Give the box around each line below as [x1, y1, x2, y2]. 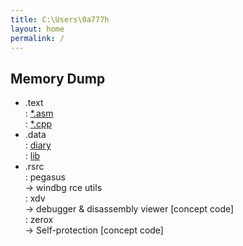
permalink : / [10, 33, 65, 43]
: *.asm [24, 107, 54, 120]
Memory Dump [10, 70, 106, 87]
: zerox [24, 214, 54, 226]
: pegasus [24, 171, 67, 183]
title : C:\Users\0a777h [10, 14, 110, 25]
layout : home [10, 24, 65, 34]
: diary [24, 139, 52, 151]
